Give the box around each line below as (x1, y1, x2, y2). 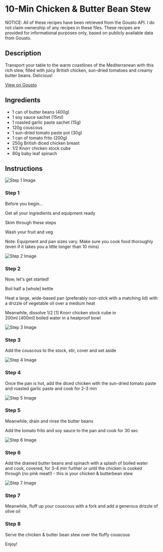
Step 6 (5, 449, 21, 456)
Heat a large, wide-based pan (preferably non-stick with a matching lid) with (5, 295, 158, 301)
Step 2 (5, 265, 21, 272)
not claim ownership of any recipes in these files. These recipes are (5, 24, 141, 30)
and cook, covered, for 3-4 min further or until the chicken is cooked (5, 465, 142, 471)
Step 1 (5, 190, 20, 196)
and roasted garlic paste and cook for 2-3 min (5, 385, 97, 391)
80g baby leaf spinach (12, 150, 57, 156)
